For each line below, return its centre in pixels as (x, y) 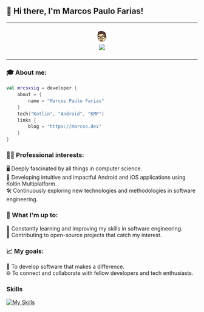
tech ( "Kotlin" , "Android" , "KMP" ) (61, 114)
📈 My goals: (25, 251)
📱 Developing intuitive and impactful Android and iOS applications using (96, 178)
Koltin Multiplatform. (32, 184)
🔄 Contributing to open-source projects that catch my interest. (84, 235)
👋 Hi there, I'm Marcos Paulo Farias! (75, 11)
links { (27, 120)
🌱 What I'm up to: (32, 215)
